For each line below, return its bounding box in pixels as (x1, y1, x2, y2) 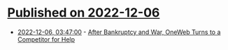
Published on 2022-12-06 (7, 5, 160, 21)
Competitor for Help (17, 35, 76, 43)
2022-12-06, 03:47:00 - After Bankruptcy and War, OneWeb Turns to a (17, 28, 221, 36)
